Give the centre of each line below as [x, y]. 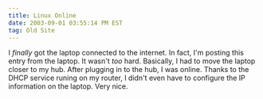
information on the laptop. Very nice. [69, 86]
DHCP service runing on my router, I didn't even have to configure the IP [127, 78]
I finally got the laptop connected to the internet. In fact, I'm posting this [126, 53]
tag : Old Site [32, 30]
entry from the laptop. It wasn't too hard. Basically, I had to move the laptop [132, 61]
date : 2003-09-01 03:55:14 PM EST [66, 23]
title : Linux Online [43, 15]
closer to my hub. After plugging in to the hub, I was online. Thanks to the [129, 70]
